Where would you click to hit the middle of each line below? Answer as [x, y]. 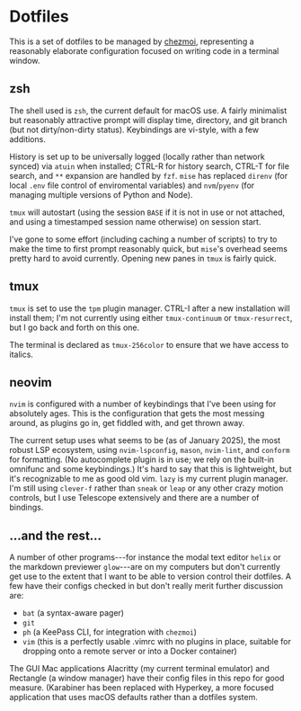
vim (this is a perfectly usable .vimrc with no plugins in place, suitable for [157, 642]
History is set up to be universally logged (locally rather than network [137, 156]
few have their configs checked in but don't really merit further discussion [146, 586]
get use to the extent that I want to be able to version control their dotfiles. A [150, 576]
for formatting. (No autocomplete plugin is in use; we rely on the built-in [142, 459]
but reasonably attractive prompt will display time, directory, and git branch [148, 120]
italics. [22, 354]
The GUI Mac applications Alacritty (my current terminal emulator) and [139, 669]
